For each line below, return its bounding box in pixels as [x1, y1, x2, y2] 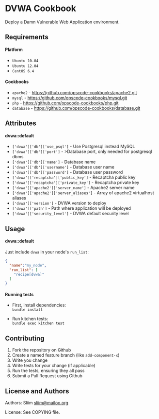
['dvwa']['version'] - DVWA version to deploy [12, 200, 107, 206]
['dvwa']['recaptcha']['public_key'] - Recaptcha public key [12, 174, 136, 180]
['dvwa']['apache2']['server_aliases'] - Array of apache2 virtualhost [12, 190, 154, 196]
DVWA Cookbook [5, 3, 77, 14]
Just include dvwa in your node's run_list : [5, 249, 89, 255]
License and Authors [5, 387, 69, 395]
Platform [5, 47, 23, 52]
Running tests [5, 291, 34, 297]
